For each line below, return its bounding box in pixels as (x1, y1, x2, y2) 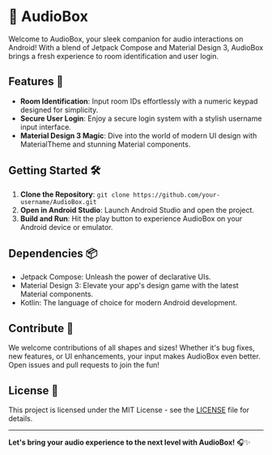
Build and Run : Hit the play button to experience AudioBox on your (19, 214, 243, 223)
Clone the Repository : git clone (19, 189, 130, 199)
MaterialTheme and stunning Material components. (19, 139, 191, 149)
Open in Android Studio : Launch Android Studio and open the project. (19, 205, 255, 215)
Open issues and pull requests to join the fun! (8, 360, 160, 370)
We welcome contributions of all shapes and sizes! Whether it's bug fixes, (8, 343, 255, 353)
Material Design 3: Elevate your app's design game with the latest (19, 281, 239, 291)
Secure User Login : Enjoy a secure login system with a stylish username (19, 113, 262, 123)
